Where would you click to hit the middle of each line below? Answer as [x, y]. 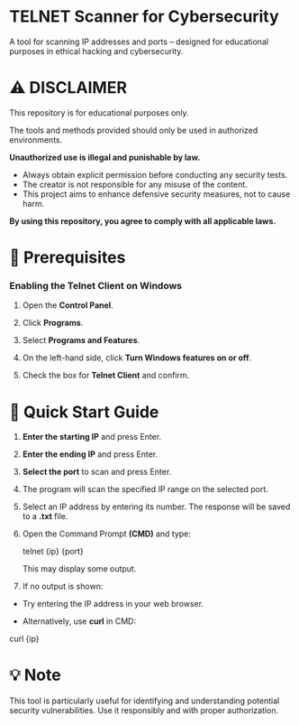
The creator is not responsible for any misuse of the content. [135, 184]
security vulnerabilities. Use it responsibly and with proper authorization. [144, 711]
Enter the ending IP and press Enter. [90, 454]
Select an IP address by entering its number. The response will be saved [156, 507]
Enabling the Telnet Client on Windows [96, 285]
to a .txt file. [45, 516]
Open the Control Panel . [68, 305]
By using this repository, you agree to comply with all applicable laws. [143, 221]
